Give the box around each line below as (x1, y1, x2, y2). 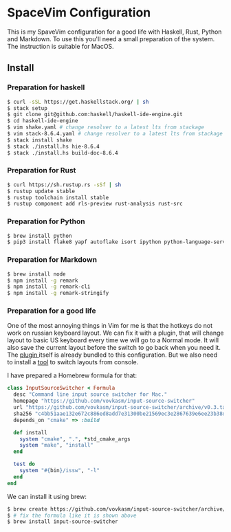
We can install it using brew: (7, 492, 87, 500)
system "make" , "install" (19, 442, 94, 449)
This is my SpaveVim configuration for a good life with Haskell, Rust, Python (7, 27, 222, 36)
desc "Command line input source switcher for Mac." (13, 391, 168, 398)
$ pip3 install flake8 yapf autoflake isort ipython (7, 239, 162, 245)
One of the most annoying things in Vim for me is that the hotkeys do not (7, 322, 213, 330)
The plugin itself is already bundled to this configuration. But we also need (7, 351, 218, 359)
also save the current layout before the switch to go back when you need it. (7, 344, 221, 352)
